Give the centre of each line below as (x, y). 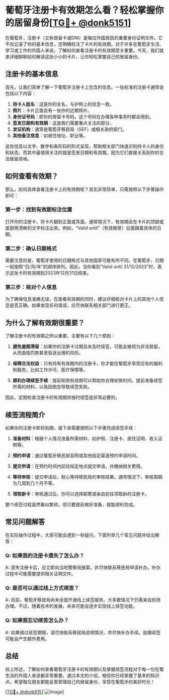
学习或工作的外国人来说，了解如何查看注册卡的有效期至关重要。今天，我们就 (84, 50)
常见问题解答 (25, 522)
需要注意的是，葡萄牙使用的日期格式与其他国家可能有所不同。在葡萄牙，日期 (84, 260)
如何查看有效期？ (32, 176)
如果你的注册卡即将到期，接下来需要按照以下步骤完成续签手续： (71, 428)
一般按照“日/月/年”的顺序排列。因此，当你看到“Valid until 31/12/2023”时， (81, 267)
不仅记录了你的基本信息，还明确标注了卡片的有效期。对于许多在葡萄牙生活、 (84, 44)
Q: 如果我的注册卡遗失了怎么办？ (45, 555)
